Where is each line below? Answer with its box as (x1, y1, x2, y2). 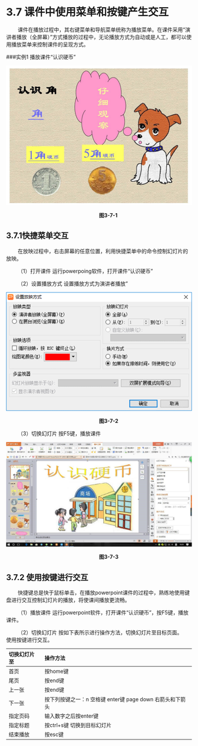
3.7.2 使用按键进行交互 (6, 572, 88, 582)
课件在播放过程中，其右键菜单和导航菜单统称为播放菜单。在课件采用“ (17, 26, 186, 33)
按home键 (44, 667, 69, 675)
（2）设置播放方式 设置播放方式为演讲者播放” (17, 280, 128, 287)
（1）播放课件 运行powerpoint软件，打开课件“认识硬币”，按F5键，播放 (17, 609, 189, 616)
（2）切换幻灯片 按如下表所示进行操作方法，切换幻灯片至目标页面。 (17, 629, 183, 636)
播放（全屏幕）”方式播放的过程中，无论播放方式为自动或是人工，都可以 (16, 33, 187, 40)
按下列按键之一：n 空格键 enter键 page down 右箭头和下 (44, 695, 181, 703)
